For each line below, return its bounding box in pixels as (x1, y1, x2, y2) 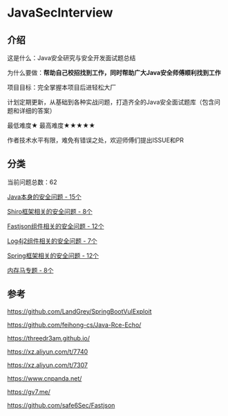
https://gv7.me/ (7, 388, 50, 396)
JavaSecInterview (7, 5, 113, 21)
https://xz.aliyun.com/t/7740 (7, 347, 88, 356)
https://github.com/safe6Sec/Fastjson (7, 401, 115, 409)
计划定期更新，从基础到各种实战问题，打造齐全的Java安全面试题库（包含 (7, 98, 215, 106)
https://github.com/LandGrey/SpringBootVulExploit (7, 307, 152, 316)
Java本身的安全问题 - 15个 (7, 192, 82, 201)
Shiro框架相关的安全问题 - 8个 (7, 207, 93, 215)
